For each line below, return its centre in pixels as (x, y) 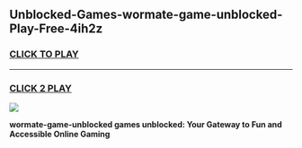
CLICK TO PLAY (44, 55)
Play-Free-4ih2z (56, 29)
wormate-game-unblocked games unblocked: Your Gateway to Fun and (146, 124)
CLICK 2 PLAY (40, 88)
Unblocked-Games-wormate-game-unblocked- (146, 15)
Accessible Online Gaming (60, 134)
